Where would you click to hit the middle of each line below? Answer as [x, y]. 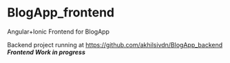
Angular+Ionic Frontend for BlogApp [59, 32]
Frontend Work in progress [46, 52]
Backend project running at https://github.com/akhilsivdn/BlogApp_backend [115, 45]
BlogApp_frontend [61, 13]
